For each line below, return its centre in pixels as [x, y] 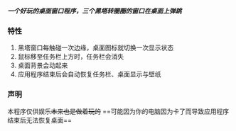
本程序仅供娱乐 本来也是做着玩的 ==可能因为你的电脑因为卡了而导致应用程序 [118, 111]
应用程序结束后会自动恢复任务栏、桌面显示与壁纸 [89, 74]
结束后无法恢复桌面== [40, 120]
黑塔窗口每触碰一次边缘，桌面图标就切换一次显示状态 [96, 48]
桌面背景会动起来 [43, 65]
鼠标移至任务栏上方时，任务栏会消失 [71, 57]
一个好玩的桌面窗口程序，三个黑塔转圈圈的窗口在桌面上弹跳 [95, 11]
